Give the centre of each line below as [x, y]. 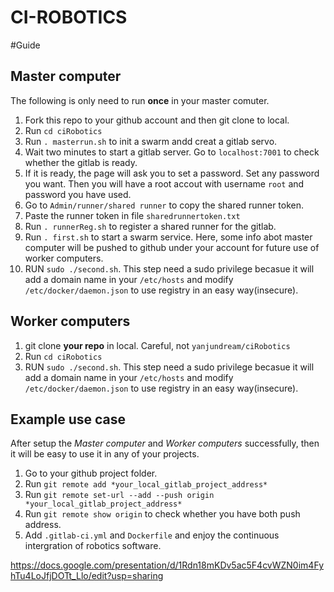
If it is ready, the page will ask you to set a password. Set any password [172, 173]
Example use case [68, 419]
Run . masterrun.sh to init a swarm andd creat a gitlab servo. [151, 141]
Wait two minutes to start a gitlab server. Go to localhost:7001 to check [172, 152]
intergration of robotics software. [93, 546]
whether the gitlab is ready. [81, 162]
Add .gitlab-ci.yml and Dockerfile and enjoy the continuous [152, 535]
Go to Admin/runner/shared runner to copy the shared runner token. [164, 205]
